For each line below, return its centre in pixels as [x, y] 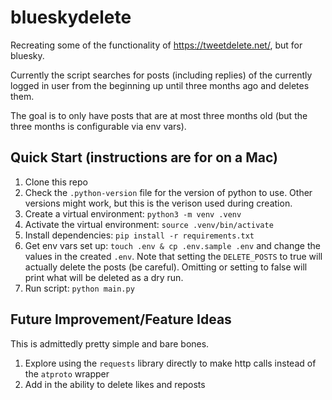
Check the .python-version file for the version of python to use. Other [168, 192]
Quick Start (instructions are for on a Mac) [144, 157]
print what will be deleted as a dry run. [104, 277]
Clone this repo [56, 182]
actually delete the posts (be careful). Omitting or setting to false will [166, 267]
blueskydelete [71, 17]
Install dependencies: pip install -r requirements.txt [139, 235]
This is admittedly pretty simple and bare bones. [110, 343]
